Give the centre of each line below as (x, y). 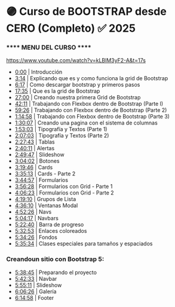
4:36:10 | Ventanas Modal (46, 206)
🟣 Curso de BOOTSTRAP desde (87, 12)
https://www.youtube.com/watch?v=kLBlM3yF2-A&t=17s (76, 60)
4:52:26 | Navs (33, 212)
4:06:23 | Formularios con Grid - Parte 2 (65, 193)
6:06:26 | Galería (36, 291)
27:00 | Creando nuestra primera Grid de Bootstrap (78, 98)
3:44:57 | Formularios (42, 180)
